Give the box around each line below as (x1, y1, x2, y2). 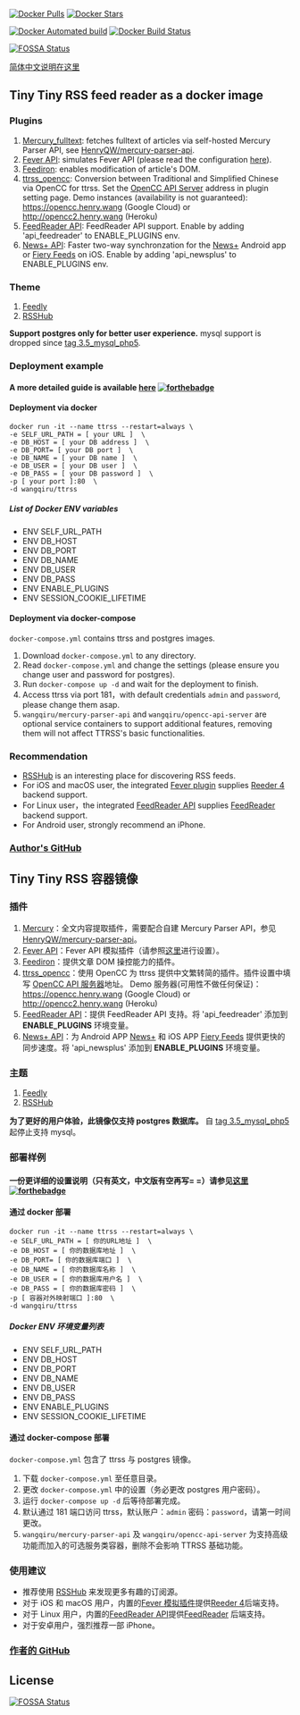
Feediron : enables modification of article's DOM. (21, 164, 201, 174)
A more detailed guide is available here (9, 382, 156, 392)
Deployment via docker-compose (9, 613, 137, 624)
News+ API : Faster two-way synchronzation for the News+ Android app (21, 240, 287, 250)
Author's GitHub (9, 842, 82, 854)
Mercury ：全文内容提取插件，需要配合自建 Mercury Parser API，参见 (21, 922, 277, 933)
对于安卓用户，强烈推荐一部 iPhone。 (21, 1620, 161, 1631)
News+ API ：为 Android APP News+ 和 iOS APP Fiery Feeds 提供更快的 (21, 1030, 286, 1041)
